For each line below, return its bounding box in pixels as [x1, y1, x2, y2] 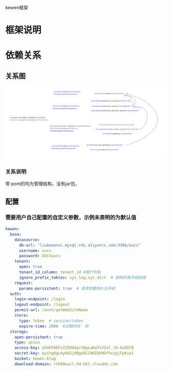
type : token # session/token [18, 318, 83, 323]
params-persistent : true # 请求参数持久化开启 [18, 286, 116, 291]
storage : [10, 329, 29, 334]
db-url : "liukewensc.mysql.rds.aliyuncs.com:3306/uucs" [18, 242, 141, 248]
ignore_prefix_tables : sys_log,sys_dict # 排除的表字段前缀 [18, 275, 146, 280]
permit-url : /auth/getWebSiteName [14, 307, 88, 313]
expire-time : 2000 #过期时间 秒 [18, 323, 89, 329]
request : [14, 280, 33, 285]
